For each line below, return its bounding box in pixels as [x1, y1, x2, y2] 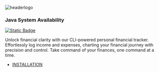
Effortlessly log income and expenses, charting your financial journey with [5, 42, 154, 48]
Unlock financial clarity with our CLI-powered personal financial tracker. [5, 37, 149, 43]
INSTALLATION [12, 62, 43, 68]
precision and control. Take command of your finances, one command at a [5, 47, 155, 53]
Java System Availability [5, 16, 65, 23]
